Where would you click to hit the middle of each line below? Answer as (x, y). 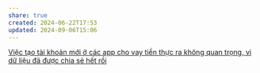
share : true (28, 15)
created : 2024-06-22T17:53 (53, 23)
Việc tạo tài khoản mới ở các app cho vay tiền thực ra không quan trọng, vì (130, 53)
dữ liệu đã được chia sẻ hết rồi (57, 60)
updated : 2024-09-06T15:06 (53, 30)
